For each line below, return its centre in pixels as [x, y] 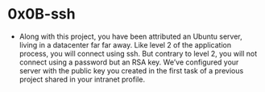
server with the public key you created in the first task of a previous [131, 70]
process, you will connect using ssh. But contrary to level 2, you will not [138, 53]
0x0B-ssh [41, 14]
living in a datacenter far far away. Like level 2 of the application [125, 44]
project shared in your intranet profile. [82, 79]
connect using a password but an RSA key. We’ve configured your [129, 62]
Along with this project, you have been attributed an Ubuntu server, [130, 36]
